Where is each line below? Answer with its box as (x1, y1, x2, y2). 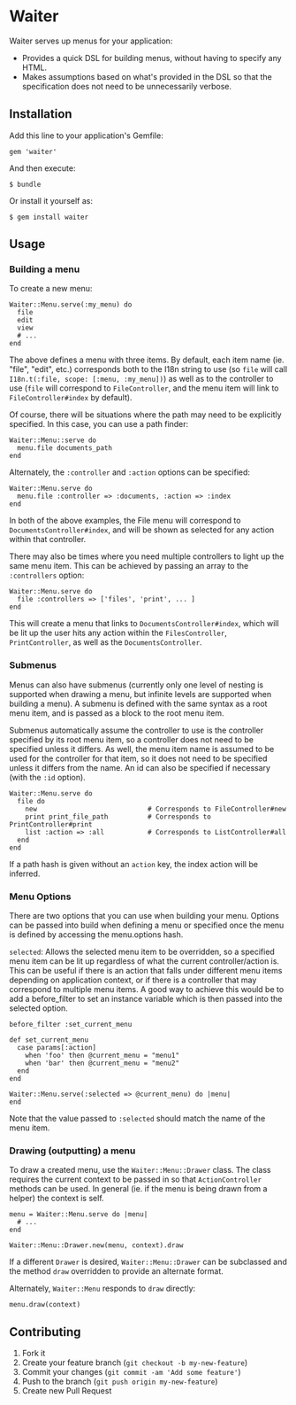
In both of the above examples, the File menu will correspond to (9, 516, 241, 526)
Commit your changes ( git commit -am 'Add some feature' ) (21, 1367, 241, 1378)
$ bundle (9, 180, 42, 189)
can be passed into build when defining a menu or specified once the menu (9, 920, 285, 931)
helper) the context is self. (9, 1193, 104, 1204)
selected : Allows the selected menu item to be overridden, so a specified (9, 946, 276, 958)
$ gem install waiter (9, 213, 89, 221)
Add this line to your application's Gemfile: (9, 130, 163, 141)
